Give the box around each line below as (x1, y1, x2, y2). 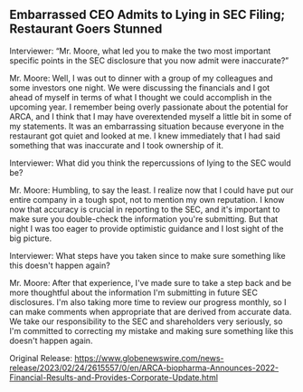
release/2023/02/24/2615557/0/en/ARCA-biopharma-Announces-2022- (9, 362, 279, 373)
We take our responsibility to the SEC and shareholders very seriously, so (9, 316, 283, 327)
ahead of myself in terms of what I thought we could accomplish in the (9, 91, 272, 102)
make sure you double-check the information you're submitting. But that (9, 213, 279, 225)
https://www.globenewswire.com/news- (73, 352, 224, 363)
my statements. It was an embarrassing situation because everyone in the (9, 120, 285, 131)
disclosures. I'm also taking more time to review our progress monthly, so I (9, 296, 287, 307)
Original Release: (9, 352, 73, 363)
